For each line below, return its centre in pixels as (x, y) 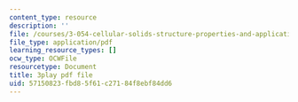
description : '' (39, 26)
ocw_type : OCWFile (43, 59)
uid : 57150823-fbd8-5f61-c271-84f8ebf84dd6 (91, 83)
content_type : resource (53, 17)
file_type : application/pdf (61, 42)
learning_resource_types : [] (63, 51)
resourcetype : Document (53, 67)
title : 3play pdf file (51, 75)
